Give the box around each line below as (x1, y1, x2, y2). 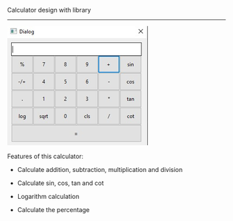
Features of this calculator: (7, 152, 84, 160)
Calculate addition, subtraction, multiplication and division (17, 166, 183, 173)
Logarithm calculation (17, 193, 80, 200)
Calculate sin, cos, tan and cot (17, 179, 104, 187)
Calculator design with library (7, 6, 92, 14)
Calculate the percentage (17, 206, 90, 213)
